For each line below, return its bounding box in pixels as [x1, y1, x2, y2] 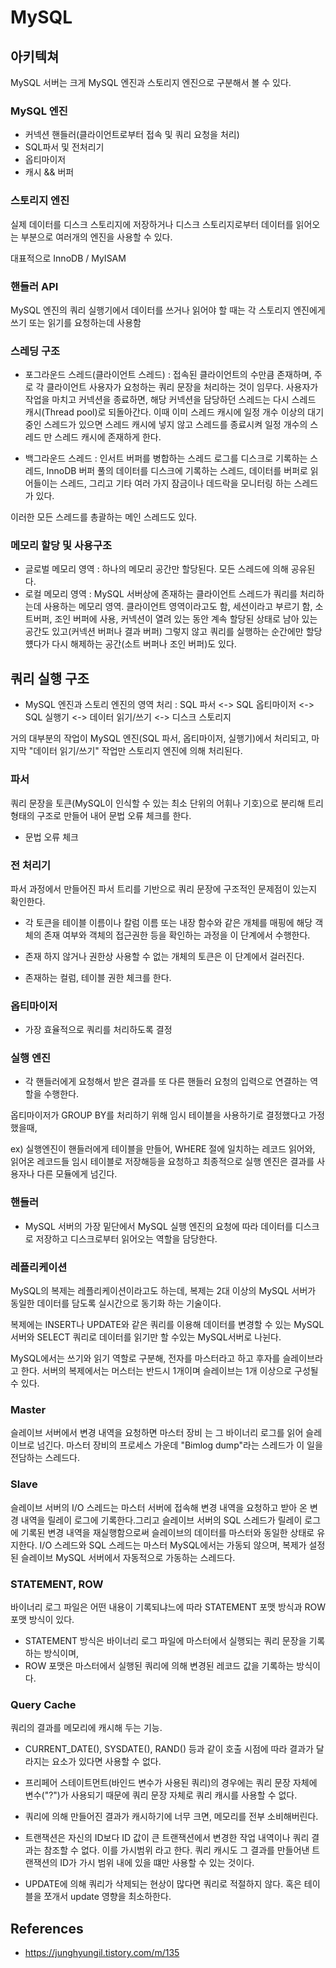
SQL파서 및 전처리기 [24, 141, 105, 153]
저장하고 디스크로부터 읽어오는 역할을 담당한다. [35, 1232, 218, 1245]
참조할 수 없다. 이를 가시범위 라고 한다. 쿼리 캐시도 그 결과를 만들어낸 [43, 1844, 310, 1856]
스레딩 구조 [10, 344, 61, 358]
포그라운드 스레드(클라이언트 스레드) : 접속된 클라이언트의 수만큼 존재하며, [24, 369, 312, 381]
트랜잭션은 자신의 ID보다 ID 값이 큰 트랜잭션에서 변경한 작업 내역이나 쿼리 [24, 1832, 310, 1844]
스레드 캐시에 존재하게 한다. [54, 431, 162, 443]
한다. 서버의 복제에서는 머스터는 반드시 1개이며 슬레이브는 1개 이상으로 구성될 [20, 1365, 319, 1377]
